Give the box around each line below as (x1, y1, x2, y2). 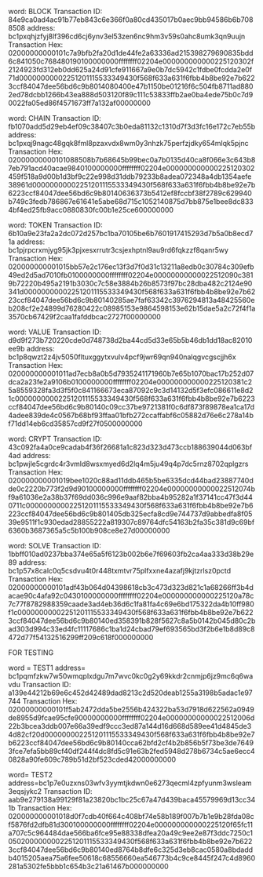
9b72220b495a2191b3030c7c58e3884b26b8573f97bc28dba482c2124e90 (8, 278, 253, 288)
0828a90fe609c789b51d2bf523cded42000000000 (8, 755, 177, 764)
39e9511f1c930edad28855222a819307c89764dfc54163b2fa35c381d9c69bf (8, 518, 255, 526)
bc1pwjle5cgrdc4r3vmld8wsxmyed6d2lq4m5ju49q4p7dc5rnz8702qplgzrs (8, 459, 249, 468)
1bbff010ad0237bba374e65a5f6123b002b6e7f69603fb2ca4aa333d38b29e (8, 549, 254, 559)
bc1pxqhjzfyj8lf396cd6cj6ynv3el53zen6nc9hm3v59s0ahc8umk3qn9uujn (8, 31, 246, 41)
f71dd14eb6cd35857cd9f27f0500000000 (8, 419, 143, 428)
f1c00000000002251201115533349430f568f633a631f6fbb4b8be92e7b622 (8, 608, 254, 617)
